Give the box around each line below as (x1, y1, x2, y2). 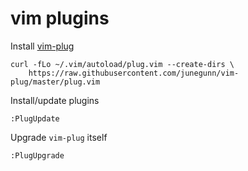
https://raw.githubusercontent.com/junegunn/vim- (28, 68, 240, 78)
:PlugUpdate (10, 113, 60, 124)
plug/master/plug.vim (10, 77, 101, 87)
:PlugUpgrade (10, 150, 65, 161)
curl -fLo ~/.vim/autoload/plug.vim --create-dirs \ (10, 59, 235, 69)
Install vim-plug (10, 40, 75, 52)
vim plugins (10, 7, 110, 30)
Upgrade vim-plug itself (10, 131, 108, 143)
